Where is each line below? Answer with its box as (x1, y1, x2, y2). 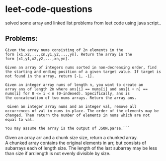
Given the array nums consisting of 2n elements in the (5, 47, 123, 53)
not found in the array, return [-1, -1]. (5, 74, 94, 79)
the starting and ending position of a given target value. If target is (5, 69, 162, 74)
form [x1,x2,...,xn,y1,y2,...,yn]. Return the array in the (5, 52, 133, 57)
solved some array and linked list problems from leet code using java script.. (5, 20, 162, 26)
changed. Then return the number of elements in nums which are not (5, 113, 150, 118)
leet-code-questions (5, 3, 93, 15)
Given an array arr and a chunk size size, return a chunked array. (5, 134, 138, 140)
